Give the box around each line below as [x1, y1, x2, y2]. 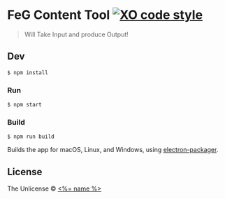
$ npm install [7, 69, 49, 76]
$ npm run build [7, 133, 55, 140]
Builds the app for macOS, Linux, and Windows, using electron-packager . [7, 146, 219, 154]
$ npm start [7, 102, 42, 109]
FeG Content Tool [7, 7, 110, 23]
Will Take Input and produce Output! [24, 30, 129, 39]
